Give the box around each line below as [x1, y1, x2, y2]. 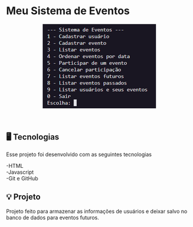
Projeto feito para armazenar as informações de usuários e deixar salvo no [6, 207, 188, 215]
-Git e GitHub [6, 174, 38, 181]
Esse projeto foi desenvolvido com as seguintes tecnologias [6, 151, 152, 158]
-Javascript [6, 168, 34, 176]
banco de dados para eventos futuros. [6, 214, 99, 221]
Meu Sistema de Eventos [6, 4, 130, 18]
